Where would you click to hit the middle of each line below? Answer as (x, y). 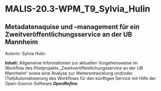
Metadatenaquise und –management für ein (72, 27)
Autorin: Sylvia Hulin (25, 53)
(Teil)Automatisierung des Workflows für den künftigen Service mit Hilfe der (80, 78)
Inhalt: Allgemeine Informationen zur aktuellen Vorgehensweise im (71, 63)
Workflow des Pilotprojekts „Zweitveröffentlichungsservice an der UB (74, 68)
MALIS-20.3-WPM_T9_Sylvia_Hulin (78, 9)
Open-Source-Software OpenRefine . (42, 83)
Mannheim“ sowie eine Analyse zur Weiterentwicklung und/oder (69, 73)
